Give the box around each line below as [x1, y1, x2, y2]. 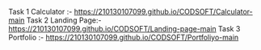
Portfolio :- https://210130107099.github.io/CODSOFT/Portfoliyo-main [8, 32, 239, 42]
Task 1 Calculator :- [8, 7, 73, 16]
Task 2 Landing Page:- [26, 15, 102, 25]
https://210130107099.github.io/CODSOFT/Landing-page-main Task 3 [8, 24, 241, 33]
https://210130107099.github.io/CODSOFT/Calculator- [74, 7, 253, 16]
